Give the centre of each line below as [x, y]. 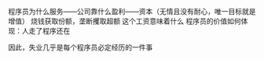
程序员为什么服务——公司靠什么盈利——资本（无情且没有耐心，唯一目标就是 [132, 11]
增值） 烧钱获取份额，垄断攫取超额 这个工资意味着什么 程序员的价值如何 [125, 21]
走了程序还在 [49, 31]
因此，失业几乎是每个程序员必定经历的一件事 [81, 47]
